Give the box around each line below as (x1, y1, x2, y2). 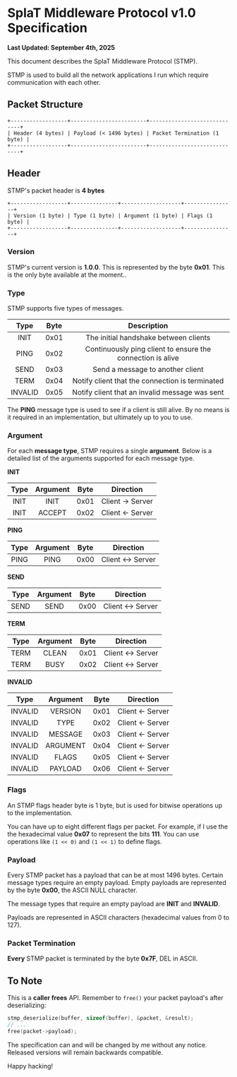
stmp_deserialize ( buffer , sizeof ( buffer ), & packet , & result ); (7, 1015, 194, 1022)
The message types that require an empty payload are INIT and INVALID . (7, 900, 220, 908)
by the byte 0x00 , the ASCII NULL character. (7, 886, 138, 894)
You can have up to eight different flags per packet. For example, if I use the (7, 822, 228, 831)
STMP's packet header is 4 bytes (7, 186, 104, 195)
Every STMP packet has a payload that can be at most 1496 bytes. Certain (7, 871, 224, 879)
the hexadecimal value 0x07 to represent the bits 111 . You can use (7, 829, 200, 838)
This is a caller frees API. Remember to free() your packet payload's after (7, 994, 224, 1002)
